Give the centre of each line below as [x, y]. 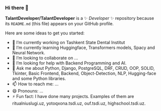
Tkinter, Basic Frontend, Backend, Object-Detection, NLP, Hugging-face [84, 73]
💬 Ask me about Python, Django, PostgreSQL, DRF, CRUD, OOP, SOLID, [83, 68]
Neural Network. [28, 53]
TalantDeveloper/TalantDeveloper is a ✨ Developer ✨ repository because [80, 18]
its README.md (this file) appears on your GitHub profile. [59, 24]
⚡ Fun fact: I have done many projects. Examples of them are [73, 96]
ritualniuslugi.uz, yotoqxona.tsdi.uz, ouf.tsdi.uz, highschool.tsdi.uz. [79, 103]
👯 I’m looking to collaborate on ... [45, 58]
